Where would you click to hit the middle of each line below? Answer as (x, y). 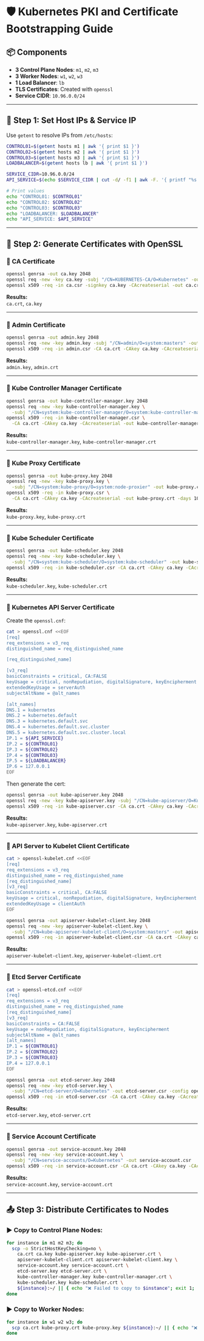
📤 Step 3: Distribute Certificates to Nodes (87, 1210)
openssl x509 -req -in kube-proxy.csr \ (58, 493)
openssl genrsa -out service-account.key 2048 (66, 1149)
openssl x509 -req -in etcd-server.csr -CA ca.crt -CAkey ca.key (90, 1097)
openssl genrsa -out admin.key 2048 (53, 337)
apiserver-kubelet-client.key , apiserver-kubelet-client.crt (84, 956)
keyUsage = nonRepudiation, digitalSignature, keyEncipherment (88, 1029)
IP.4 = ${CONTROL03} (32, 755)
